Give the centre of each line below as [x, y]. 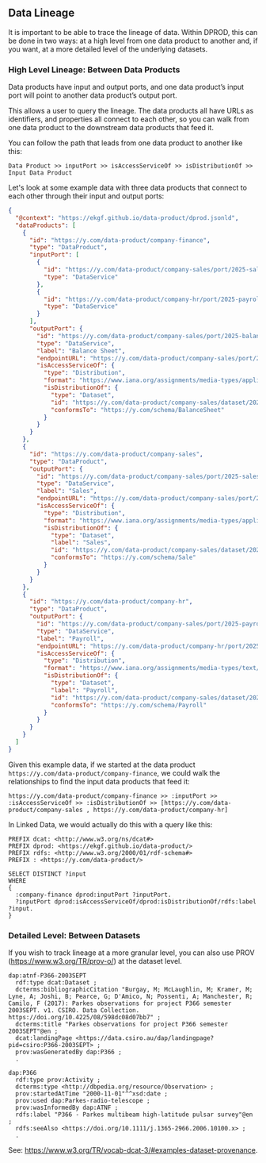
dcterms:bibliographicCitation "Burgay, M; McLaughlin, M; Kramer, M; [134, 990]
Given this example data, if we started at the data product [102, 764]
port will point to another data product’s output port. [93, 95]
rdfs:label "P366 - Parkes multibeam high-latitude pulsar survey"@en [134, 1115]
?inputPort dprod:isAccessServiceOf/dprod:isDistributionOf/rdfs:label [136, 901]
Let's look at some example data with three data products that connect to [128, 188]
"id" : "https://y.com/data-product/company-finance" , [120, 240]
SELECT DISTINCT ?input [47, 874]
